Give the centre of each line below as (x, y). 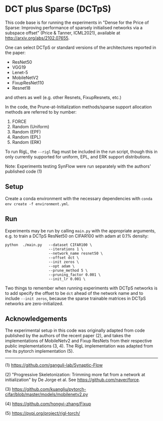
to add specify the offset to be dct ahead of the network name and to (74, 293)
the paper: (15, 53)
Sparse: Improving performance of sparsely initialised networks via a (74, 27)
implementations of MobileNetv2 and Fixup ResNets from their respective (78, 341)
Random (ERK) (27, 142)
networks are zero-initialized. (34, 304)
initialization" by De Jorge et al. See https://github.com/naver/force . (73, 380)
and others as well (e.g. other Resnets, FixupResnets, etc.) (63, 97)
